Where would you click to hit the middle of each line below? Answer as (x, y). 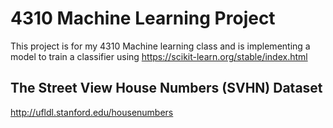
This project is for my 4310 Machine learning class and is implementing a (160, 46)
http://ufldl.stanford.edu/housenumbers (92, 112)
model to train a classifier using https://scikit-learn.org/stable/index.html (159, 56)
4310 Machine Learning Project (143, 18)
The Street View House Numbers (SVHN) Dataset (166, 88)
